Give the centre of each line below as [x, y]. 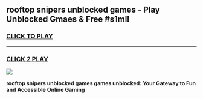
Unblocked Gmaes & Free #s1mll [68, 19]
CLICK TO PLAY [30, 37]
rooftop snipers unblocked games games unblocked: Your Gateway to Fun [101, 83]
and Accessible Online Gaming [46, 89]
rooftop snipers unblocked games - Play [83, 10]
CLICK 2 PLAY [27, 59]
